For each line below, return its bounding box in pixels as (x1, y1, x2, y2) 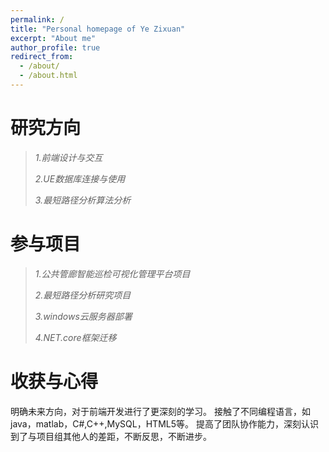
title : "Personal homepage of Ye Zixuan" (10, 24, 186, 34)
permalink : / (10, 14, 65, 25)
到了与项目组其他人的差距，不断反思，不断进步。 (10, 430, 212, 442)
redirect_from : (10, 52, 74, 62)
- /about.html (19, 71, 78, 81)
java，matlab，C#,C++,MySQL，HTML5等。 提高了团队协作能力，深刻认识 (10, 417, 319, 430)
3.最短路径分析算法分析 (34, 194, 132, 206)
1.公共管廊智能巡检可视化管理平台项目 (34, 267, 191, 280)
